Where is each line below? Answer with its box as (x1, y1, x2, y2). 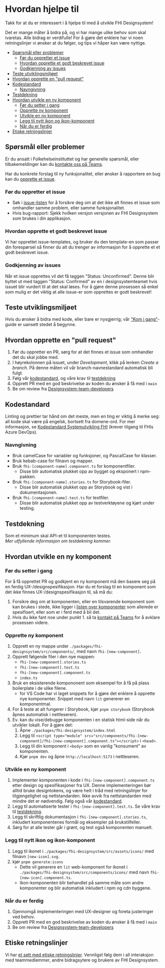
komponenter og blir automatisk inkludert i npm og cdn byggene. (19, 885, 152, 891)
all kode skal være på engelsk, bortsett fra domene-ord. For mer (5, 419, 135, 425)
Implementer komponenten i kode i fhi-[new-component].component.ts (12, 777, 155, 783)
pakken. (19, 474, 36, 480)
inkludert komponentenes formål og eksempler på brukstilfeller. (12, 819, 141, 825)
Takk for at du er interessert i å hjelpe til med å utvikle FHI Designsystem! (5, 20, 154, 26)
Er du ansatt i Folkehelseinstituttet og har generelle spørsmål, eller (5, 156, 139, 162)
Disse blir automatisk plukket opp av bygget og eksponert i (19, 469, 139, 475)
